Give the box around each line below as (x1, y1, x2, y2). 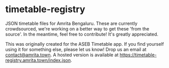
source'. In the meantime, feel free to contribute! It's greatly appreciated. (5, 31, 159, 37)
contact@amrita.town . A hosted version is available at (5, 52, 119, 58)
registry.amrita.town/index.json (5, 57, 71, 63)
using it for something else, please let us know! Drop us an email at (5, 46, 147, 52)
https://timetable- (119, 52, 157, 58)
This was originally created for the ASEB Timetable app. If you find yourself (5, 41, 164, 47)
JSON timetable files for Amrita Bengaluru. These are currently (5, 20, 138, 26)
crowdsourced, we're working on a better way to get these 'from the (5, 25, 150, 31)
